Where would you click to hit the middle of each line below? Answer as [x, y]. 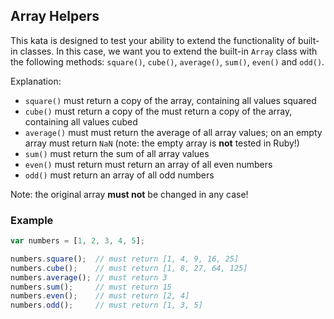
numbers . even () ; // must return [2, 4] [100, 296]
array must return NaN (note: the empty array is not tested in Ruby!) [162, 143]
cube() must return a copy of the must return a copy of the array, [158, 111]
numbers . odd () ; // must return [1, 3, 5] [106, 305]
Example [32, 220]
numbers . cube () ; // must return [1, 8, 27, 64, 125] [129, 268]
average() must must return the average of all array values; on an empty [173, 132]
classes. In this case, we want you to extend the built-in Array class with [168, 51]
